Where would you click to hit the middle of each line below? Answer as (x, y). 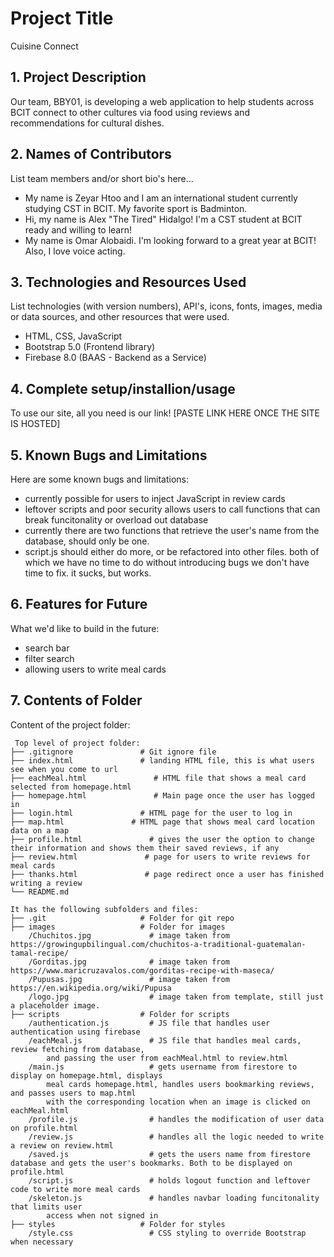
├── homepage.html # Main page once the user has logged (162, 795)
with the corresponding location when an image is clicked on (178, 1102)
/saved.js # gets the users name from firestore (169, 1154)
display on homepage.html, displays (86, 1075)
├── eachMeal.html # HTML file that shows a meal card (158, 778)
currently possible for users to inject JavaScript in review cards (155, 498)
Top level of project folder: (77, 743)
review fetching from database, (77, 1049)
